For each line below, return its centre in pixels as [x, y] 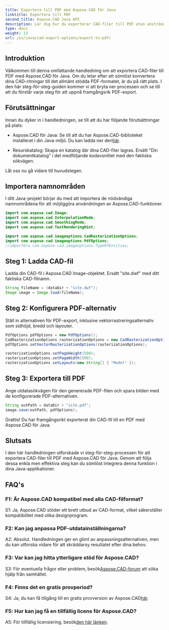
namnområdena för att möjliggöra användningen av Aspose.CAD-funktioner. [84, 204]
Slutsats [18, 441]
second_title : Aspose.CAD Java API [43, 19]
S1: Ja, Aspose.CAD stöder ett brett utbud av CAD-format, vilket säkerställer [84, 510]
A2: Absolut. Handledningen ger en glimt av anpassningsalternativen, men [82, 539]
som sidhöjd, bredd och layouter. [39, 326]
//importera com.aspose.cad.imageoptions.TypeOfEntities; [67, 246]
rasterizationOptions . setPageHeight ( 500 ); [50, 354]
